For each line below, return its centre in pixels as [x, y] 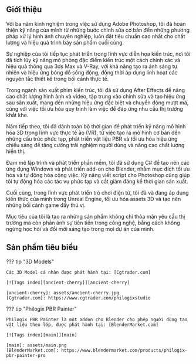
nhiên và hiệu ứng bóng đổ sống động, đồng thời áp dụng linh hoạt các [92, 72]
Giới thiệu [24, 10]
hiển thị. [16, 151]
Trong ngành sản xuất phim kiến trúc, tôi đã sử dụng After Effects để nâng [96, 90]
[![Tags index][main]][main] [42, 335]
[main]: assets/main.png [36, 345]
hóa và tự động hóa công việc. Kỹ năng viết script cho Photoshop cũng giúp [98, 175]
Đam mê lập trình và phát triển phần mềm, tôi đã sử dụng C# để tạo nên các [98, 162]
